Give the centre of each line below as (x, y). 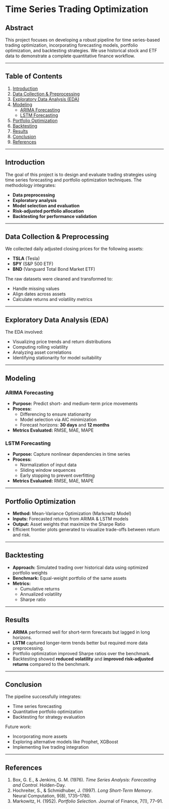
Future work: (18, 727)
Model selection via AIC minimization (58, 419)
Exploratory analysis (34, 200)
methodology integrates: (31, 185)
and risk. (22, 535)
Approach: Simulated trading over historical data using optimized (80, 567)
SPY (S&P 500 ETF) (33, 264)
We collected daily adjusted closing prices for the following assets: (74, 249)
